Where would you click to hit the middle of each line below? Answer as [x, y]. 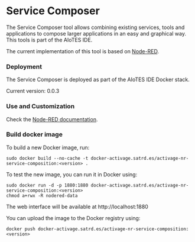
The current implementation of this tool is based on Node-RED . [83, 51]
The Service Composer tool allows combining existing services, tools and [95, 27]
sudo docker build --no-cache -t [47, 158]
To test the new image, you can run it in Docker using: [72, 174]
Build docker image [35, 134]
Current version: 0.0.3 [33, 91]
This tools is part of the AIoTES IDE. [49, 40]
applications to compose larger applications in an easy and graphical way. [96, 33]
